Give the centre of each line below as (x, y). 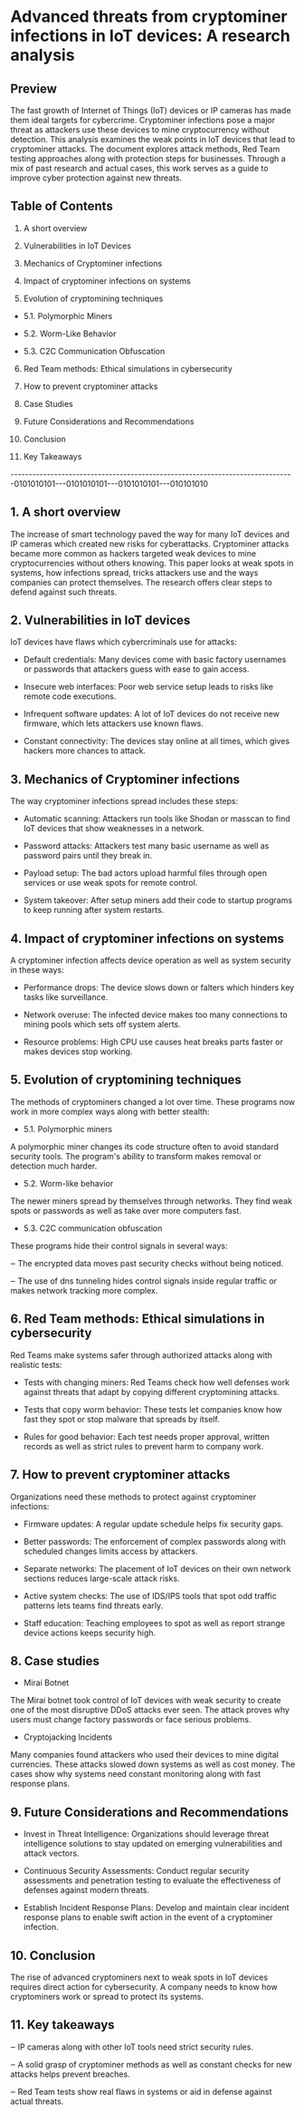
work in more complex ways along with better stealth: (110, 1111)
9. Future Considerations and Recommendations (149, 1812)
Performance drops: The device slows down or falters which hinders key (159, 988)
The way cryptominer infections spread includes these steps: (124, 801)
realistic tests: (36, 1364)
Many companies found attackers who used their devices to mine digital (144, 1755)
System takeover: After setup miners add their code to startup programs (158, 900)
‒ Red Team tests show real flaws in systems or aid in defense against (141, 2091)
